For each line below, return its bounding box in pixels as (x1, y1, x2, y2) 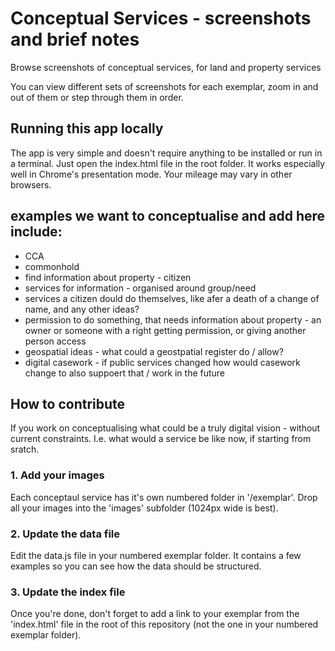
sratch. (10, 443, 40, 456)
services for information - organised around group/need (24, 282, 257, 294)
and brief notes (10, 28, 140, 51)
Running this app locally (10, 120, 164, 137)
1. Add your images (10, 468, 105, 482)
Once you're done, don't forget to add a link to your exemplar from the (10, 608, 300, 620)
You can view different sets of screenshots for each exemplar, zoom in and (10, 80, 319, 92)
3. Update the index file (10, 585, 126, 599)
